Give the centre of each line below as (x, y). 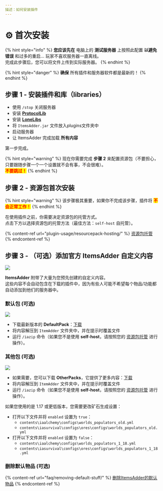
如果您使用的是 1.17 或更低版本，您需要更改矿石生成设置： (63, 406)
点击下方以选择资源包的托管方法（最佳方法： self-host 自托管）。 (70, 223)
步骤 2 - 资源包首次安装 (40, 188)
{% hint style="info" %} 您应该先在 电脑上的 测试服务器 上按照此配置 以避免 (81, 50)
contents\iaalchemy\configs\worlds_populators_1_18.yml (78, 444)
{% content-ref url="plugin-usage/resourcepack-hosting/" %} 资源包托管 (79, 234)
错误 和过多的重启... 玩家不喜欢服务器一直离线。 (53, 56)
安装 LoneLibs (27, 119)
